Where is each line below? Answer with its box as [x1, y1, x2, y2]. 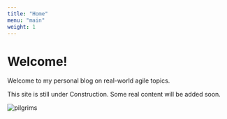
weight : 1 [7, 23, 36, 30]
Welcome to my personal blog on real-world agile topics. [7, 76, 170, 85]
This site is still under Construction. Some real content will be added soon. [7, 90, 221, 99]
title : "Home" [7, 10, 49, 17]
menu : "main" [7, 17, 45, 24]
